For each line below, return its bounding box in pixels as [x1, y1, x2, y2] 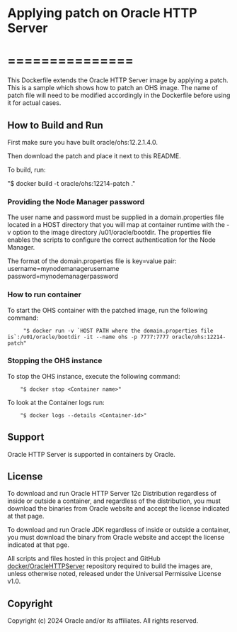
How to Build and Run [7, 119, 104, 131]
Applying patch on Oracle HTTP [7, 5, 197, 21]
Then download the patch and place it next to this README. [7, 151, 182, 160]
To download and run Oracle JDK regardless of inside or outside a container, [7, 526, 231, 534]
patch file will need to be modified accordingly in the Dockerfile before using [7, 91, 231, 100]
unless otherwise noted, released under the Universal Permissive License [7, 570, 221, 578]
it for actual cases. [7, 99, 62, 107]
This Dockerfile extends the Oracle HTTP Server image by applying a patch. [7, 76, 229, 84]
